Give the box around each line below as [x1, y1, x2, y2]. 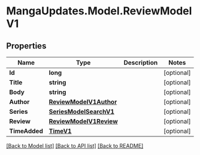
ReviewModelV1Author [49, 98, 117, 106]
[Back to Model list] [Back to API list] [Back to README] [6, 142, 144, 149]
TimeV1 [49, 127, 72, 135]
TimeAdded [9, 127, 43, 135]
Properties [6, 41, 47, 51]
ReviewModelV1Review [49, 117, 118, 125]
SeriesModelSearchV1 [49, 108, 115, 116]
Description [123, 59, 158, 66]
